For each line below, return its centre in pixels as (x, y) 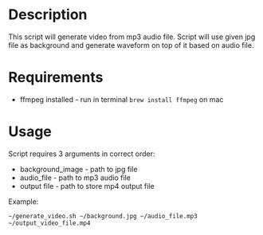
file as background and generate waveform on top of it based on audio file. (131, 45)
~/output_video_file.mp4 (49, 223)
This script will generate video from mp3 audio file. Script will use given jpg (132, 37)
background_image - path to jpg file (79, 169)
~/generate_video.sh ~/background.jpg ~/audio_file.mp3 (103, 216)
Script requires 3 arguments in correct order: (82, 154)
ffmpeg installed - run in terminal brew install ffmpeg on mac (122, 99)
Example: (24, 202)
